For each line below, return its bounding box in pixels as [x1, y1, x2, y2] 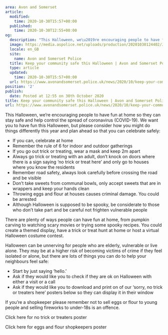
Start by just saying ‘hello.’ [12, 268, 67, 274]
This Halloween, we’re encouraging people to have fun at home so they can [5, 112, 161, 118]
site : [9, 51, 21, 56]
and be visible [12, 175, 41, 181]
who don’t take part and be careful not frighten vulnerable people [12, 207, 147, 213]
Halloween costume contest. [5, 233, 64, 239]
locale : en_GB [9, 47, 39, 52]
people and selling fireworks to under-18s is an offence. [5, 304, 120, 311]
